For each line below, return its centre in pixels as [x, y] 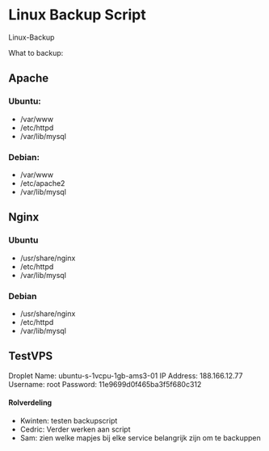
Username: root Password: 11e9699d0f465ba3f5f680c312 [105, 384]
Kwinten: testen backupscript [69, 420]
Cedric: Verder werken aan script [75, 429]
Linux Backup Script [78, 15]
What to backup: [36, 53]
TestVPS [31, 356]
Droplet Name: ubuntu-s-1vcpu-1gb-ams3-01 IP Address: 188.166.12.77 [126, 375]
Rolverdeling [30, 403]
